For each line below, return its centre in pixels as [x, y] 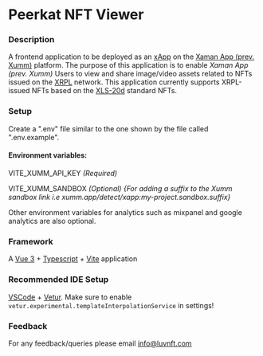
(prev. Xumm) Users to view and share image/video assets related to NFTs [130, 74]
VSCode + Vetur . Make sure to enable [70, 297]
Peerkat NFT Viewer [76, 15]
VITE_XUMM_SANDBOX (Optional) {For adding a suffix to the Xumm [120, 188]
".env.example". [34, 137]
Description [31, 40]
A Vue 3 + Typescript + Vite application [73, 259]
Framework [31, 241]
